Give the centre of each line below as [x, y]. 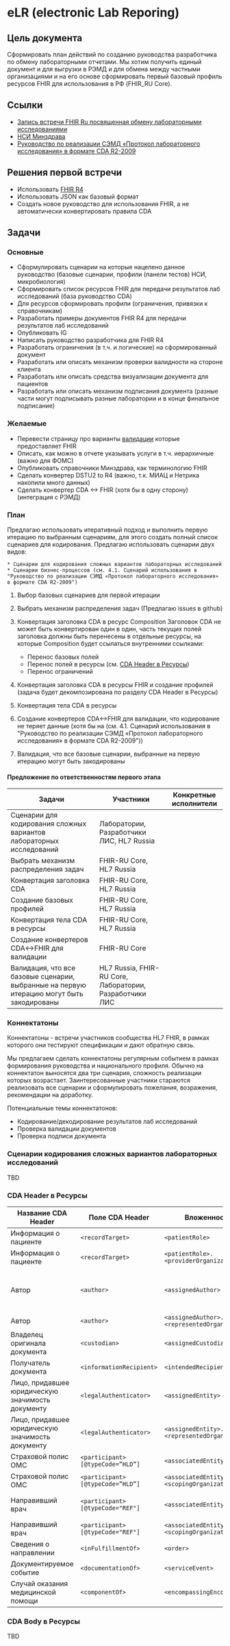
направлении [33, 1553]
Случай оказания [39, 1583]
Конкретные [194, 795]
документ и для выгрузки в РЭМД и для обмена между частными [104, 69]
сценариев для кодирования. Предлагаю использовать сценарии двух [111, 544]
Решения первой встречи [64, 173]
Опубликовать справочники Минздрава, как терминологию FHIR [112, 468]
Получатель [30, 1363]
